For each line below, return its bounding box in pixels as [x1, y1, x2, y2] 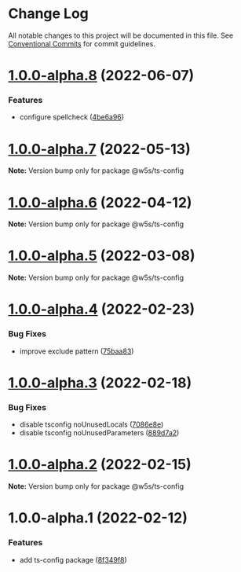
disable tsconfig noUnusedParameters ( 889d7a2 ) [19, 428, 180, 438]
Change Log [8, 5, 89, 23]
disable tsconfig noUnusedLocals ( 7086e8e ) [19, 420, 164, 429]
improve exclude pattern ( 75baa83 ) [19, 346, 134, 356]
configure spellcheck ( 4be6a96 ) [19, 112, 124, 122]
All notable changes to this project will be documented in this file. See [8, 31, 234, 40]
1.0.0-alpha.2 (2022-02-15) [8, 456, 192, 474]
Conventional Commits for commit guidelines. [8, 38, 155, 48]
